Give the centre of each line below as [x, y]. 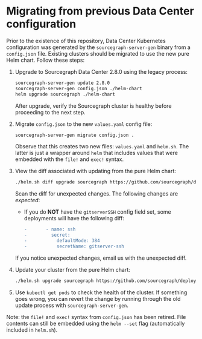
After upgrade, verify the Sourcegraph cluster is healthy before [93, 106]
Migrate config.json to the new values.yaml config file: [84, 124]
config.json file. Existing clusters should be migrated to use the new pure [98, 53]
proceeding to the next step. [50, 112]
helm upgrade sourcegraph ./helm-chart [65, 94]
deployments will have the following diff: [74, 219]
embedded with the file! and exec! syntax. [69, 159]
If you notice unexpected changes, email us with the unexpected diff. [101, 258]
